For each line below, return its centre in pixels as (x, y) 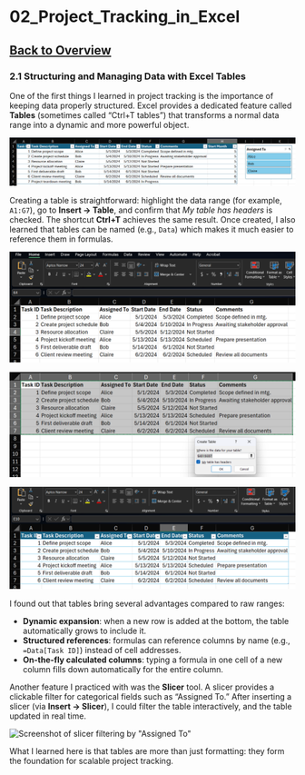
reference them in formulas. (61, 239)
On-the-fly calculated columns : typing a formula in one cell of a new (152, 660)
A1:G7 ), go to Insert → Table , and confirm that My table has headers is (141, 210)
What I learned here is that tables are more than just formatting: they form (147, 750)
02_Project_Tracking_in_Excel (125, 17)
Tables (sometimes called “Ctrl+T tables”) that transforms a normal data (144, 114)
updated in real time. (48, 716)
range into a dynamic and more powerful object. (99, 124)
